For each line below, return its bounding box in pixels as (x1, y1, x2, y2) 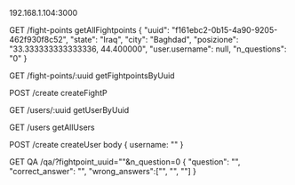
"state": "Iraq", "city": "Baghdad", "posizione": (69, 35, 239, 44)
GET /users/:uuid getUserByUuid (9, 105, 130, 115)
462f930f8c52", (9, 35, 68, 44)
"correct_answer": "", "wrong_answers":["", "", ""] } (9, 166, 197, 176)
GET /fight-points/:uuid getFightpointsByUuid (9, 70, 175, 81)
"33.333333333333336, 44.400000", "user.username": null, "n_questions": (9, 44, 287, 54)
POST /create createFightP (9, 88, 108, 98)
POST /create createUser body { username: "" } (9, 140, 184, 149)
